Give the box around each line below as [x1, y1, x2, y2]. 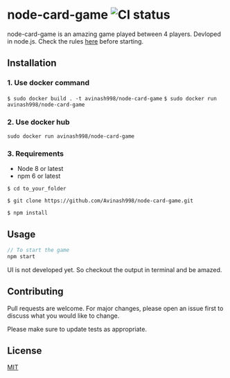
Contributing [7, 286, 64, 298]
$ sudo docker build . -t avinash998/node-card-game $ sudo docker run [7, 95, 217, 102]
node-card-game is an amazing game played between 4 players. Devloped [7, 30, 222, 38]
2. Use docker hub [7, 117, 70, 127]
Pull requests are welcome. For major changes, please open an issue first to [7, 304, 224, 312]
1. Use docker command [7, 78, 90, 88]
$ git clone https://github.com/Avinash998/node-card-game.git [7, 197, 194, 204]
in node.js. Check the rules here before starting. [7, 37, 144, 45]
